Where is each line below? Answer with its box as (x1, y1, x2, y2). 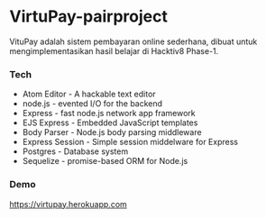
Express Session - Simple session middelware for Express (22, 137, 239, 148)
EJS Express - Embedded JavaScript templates (22, 117, 198, 128)
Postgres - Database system (22, 146, 129, 157)
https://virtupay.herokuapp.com (9, 198, 128, 209)
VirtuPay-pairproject (9, 6, 169, 27)
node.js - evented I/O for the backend (22, 98, 163, 109)
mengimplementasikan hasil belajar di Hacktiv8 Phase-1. (9, 45, 219, 56)
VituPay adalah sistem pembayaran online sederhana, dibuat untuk (9, 36, 258, 47)
